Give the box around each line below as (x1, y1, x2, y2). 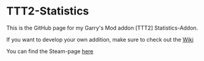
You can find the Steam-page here (6, 47, 94, 55)
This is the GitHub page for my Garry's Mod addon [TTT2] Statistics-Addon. (6, 24, 198, 31)
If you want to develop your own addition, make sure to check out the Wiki (6, 36, 194, 43)
